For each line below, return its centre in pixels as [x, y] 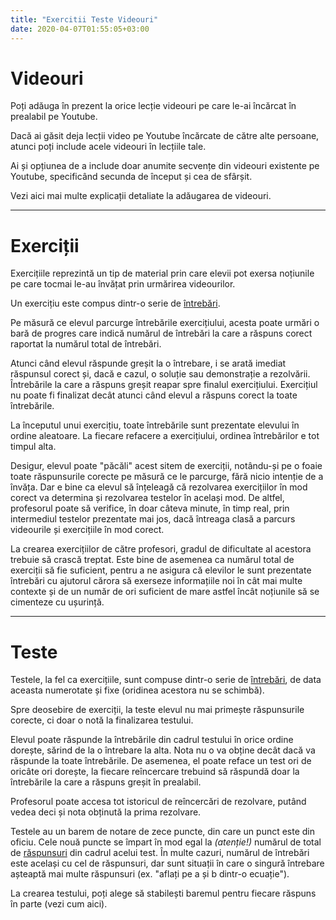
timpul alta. [33, 447]
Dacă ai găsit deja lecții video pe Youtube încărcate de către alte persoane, [165, 136]
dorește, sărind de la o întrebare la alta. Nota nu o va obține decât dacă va [163, 750]
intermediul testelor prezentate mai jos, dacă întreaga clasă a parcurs [153, 519]
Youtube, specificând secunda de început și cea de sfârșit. [131, 177]
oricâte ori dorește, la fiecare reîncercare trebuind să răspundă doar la [155, 772]
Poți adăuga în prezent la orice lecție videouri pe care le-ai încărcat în [153, 106]
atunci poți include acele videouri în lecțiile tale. [108, 147]
